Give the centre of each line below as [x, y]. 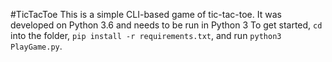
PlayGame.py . [36, 46]
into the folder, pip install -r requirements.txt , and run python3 [146, 35]
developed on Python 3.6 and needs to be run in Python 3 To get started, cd [166, 25]
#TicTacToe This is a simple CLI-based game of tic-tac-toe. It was [146, 14]
